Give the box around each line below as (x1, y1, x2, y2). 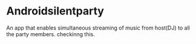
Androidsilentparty (6, 4, 105, 18)
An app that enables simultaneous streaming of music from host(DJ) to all (6, 24, 191, 31)
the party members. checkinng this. (6, 30, 95, 37)
